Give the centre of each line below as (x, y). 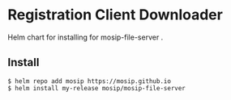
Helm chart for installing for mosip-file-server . (86, 37)
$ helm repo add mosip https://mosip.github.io (90, 81)
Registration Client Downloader (115, 15)
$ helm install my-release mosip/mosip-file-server (96, 88)
